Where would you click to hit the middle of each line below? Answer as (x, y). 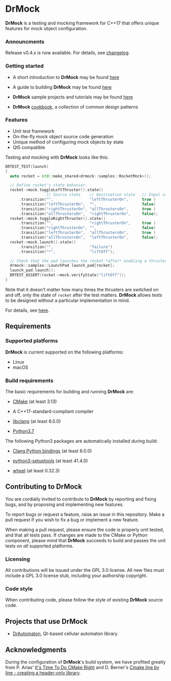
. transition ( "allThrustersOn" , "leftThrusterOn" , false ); (88, 238)
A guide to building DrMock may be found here (62, 87)
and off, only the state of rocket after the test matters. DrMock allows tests (84, 295)
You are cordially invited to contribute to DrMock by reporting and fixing (81, 499)
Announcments (25, 41)
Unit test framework (34, 131)
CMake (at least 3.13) (35, 401)
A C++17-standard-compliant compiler (53, 411)
